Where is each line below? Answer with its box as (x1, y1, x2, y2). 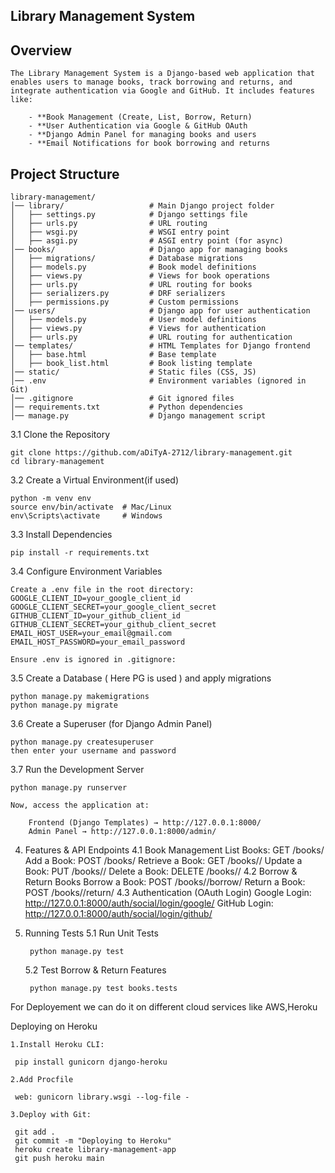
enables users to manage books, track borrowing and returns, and (10, 77, 293, 88)
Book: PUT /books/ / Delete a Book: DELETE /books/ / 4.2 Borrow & (24, 865, 298, 878)
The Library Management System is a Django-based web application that (10, 69, 315, 79)
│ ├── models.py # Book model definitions (10, 262, 257, 273)
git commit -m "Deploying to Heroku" (14, 1136, 172, 1146)
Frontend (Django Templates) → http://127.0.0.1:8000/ (28, 818, 262, 828)
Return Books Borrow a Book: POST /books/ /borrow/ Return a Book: (24, 876, 306, 888)
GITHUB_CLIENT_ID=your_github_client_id (10, 611, 182, 621)
